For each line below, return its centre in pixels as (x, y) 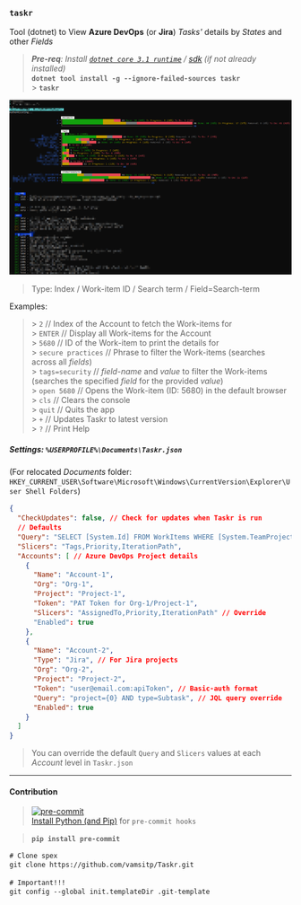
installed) (48, 68)
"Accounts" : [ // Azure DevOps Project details (108, 556)
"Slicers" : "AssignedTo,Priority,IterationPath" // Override (150, 612)
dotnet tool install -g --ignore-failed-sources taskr (136, 79)
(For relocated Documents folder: (71, 472)
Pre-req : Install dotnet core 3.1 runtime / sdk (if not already (144, 59)
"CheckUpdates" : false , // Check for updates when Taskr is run (140, 518)
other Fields (31, 41)
